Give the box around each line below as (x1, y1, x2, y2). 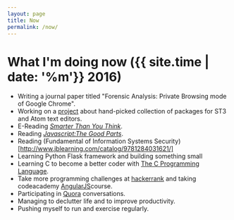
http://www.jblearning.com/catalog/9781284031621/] (20, 145, 174, 153)
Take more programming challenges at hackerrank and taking (17, 174, 197, 183)
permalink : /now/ (7, 23, 58, 30)
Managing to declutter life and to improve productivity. (17, 197, 176, 205)
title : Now (7, 17, 39, 24)
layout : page (7, 10, 46, 18)
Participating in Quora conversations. (17, 190, 125, 198)
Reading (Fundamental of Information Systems (17, 137, 153, 145)
